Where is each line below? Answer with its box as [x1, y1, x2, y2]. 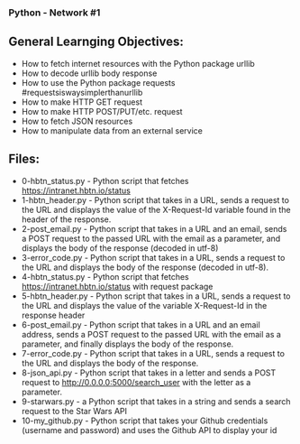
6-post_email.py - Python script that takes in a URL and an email [21, 319, 260, 330]
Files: [8, 152, 40, 167]
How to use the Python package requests [21, 77, 176, 88]
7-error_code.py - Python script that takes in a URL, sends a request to [21, 347, 286, 358]
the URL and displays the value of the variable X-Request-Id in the [21, 300, 268, 310]
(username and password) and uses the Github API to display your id [21, 424, 277, 435]
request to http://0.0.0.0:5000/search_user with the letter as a [21, 376, 251, 387]
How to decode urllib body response [21, 68, 158, 79]
